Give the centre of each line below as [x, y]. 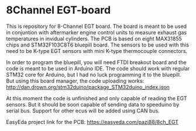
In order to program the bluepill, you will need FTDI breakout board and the [96, 62]
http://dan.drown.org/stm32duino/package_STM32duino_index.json [88, 87]
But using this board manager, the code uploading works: [75, 81]
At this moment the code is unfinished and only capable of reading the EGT [97, 98]
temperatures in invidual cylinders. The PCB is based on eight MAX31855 [94, 38]
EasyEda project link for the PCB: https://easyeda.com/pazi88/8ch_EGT [92, 122]
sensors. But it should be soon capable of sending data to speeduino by [93, 104]
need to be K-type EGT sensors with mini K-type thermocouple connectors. [97, 51]
